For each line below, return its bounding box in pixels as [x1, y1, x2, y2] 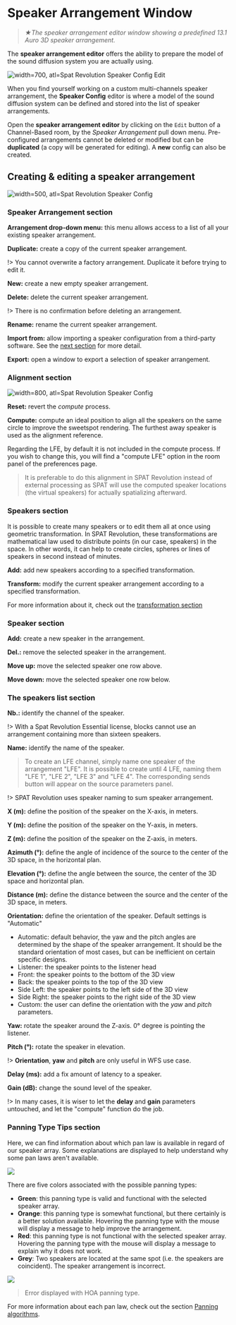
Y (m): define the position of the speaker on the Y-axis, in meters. [7, 821, 199, 830]
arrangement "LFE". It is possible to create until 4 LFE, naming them [24, 765, 222, 773]
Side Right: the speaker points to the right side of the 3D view [17, 993, 197, 1001]
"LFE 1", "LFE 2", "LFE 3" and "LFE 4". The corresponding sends [24, 773, 211, 781]
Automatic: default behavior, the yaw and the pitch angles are [17, 933, 197, 941]
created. [7, 150, 32, 159]
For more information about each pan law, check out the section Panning [7, 1302, 218, 1310]
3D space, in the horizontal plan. [7, 856, 101, 864]
